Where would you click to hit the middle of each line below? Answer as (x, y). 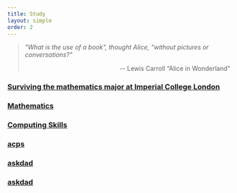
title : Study (27, 14)
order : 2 (20, 27)
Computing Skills (37, 125)
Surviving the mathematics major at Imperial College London (114, 87)
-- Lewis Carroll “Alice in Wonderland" (175, 69)
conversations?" (48, 55)
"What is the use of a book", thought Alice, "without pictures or (117, 48)
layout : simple (30, 21)
